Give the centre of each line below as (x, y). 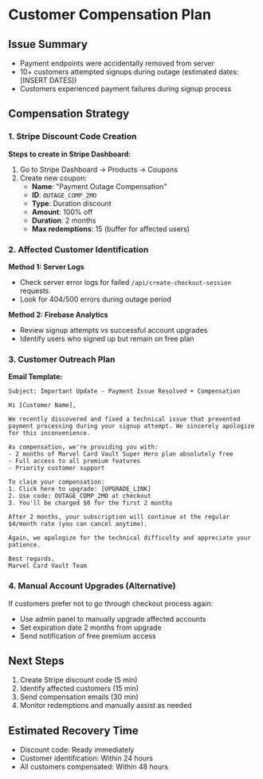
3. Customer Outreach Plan (62, 359)
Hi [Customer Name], (43, 405)
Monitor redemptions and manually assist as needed (106, 706)
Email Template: (35, 377)
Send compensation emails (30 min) (79, 697)
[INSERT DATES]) (48, 80)
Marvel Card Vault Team (48, 566)
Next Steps (36, 660)
